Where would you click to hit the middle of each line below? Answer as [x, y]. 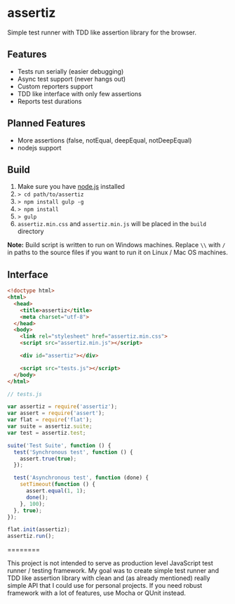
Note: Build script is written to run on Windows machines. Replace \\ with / [116, 245]
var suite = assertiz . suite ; [50, 426]
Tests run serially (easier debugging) [70, 71]
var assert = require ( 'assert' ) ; [56, 413]
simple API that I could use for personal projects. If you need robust [105, 586]
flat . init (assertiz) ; [39, 530]
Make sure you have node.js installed [71, 187]
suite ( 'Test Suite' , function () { [59, 445]
